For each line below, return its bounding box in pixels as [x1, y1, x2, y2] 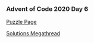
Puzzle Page [6, 19, 37, 26]
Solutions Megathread [6, 30, 61, 37]
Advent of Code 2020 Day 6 [6, 5, 89, 13]
